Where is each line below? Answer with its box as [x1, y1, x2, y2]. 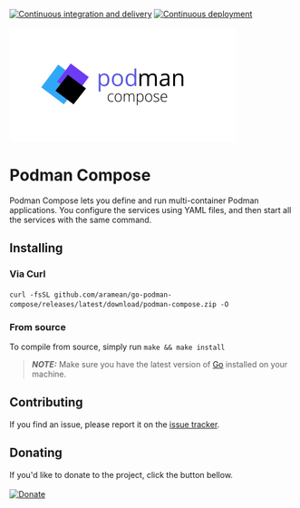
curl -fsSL [9, 290, 51, 299]
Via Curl [9, 268, 46, 280]
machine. [31, 368, 67, 379]
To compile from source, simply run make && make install [9, 341, 226, 352]
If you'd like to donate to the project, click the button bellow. [9, 469, 234, 480]
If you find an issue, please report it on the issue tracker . [9, 418, 220, 430]
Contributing [9, 395, 83, 410]
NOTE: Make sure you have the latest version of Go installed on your [31, 358, 288, 369]
